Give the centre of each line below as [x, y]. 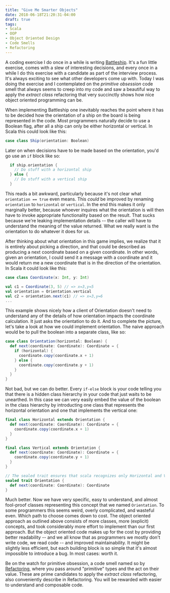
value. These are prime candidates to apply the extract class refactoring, [81, 574]
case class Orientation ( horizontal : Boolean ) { [56, 341]
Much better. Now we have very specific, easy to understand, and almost [81, 500]
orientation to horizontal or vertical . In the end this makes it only [75, 204]
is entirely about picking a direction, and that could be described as [75, 246]
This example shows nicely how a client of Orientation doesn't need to [78, 311]
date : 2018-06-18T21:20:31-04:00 [40, 15]
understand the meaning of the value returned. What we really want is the [82, 226]
